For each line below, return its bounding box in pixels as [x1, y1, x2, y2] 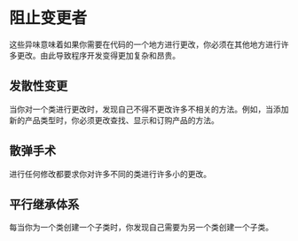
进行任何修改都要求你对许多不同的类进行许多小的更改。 [9, 168, 211, 179]
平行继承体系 [9, 197, 80, 212]
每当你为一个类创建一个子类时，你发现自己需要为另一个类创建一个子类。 [9, 222, 273, 233]
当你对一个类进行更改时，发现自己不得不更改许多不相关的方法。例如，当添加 [9, 104, 289, 114]
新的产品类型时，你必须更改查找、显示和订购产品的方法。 [9, 114, 219, 125]
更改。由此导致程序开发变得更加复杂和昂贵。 [16, 50, 180, 60]
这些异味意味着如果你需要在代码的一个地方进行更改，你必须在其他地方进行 [9, 39, 281, 50]
